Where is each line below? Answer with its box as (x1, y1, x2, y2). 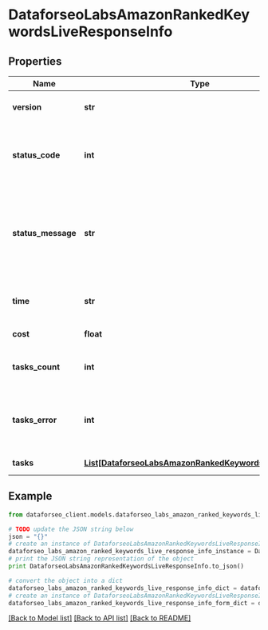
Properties (8, 54, 62, 68)
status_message (12, 228, 77, 238)
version (12, 102, 42, 113)
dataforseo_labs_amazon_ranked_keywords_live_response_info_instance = (8, 548, 251, 556)
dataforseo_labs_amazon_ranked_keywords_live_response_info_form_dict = (8, 599, 255, 607)
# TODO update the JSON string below (8, 525, 134, 533)
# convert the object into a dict (8, 576, 124, 584)
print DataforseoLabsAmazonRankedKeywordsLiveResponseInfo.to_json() (8, 562, 245, 571)
